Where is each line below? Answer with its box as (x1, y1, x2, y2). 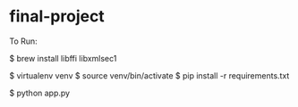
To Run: (9, 36, 38, 46)
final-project (9, 6, 105, 27)
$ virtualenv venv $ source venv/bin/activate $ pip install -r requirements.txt (9, 70, 290, 81)
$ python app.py (9, 87, 70, 98)
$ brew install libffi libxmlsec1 (9, 53, 117, 63)
